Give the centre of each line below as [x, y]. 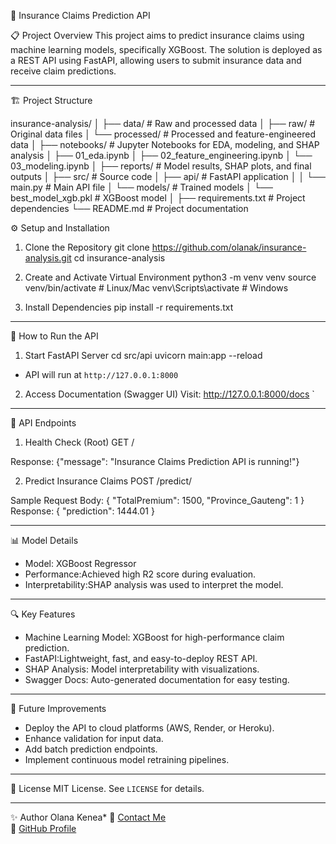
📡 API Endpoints [43, 423]
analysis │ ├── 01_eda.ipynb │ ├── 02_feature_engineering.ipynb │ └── [161, 155]
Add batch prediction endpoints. [91, 749]
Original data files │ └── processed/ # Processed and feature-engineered [163, 134]
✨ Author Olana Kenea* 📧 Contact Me [88, 817]
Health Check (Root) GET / [79, 442]
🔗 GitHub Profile [43, 828]
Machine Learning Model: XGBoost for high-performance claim [154, 637]
